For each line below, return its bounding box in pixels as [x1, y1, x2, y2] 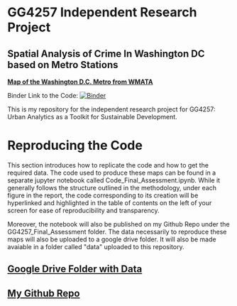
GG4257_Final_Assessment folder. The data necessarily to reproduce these [7, 227, 227, 236]
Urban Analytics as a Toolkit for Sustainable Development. [7, 113, 177, 121]
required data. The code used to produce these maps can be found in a [7, 168, 216, 177]
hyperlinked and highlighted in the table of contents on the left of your [7, 198, 212, 207]
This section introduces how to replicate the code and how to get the [7, 160, 209, 169]
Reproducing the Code [7, 138, 143, 153]
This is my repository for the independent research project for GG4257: [7, 105, 216, 114]
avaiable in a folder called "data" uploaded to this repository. [7, 242, 184, 251]
